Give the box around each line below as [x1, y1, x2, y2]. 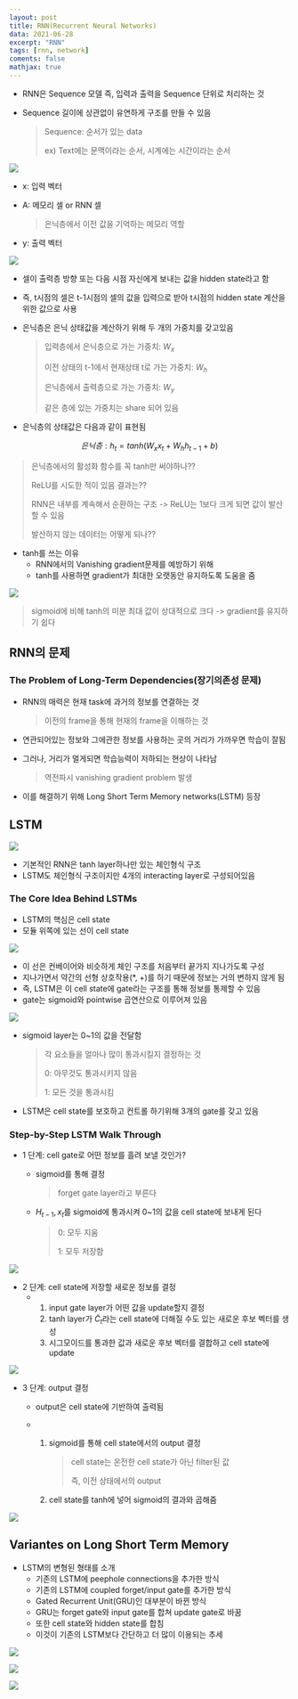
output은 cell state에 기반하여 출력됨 [35, 1401, 165, 1412]
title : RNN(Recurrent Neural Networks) [9, 21, 157, 30]
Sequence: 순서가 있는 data [44, 126, 143, 136]
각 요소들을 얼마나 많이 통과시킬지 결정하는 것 [44, 1049, 202, 1059]
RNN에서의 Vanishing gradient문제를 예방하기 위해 [35, 559, 214, 570]
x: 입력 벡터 [21, 180, 62, 192]
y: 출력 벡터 [21, 237, 63, 248]
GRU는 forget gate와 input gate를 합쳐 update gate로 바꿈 [35, 1606, 242, 1617]
